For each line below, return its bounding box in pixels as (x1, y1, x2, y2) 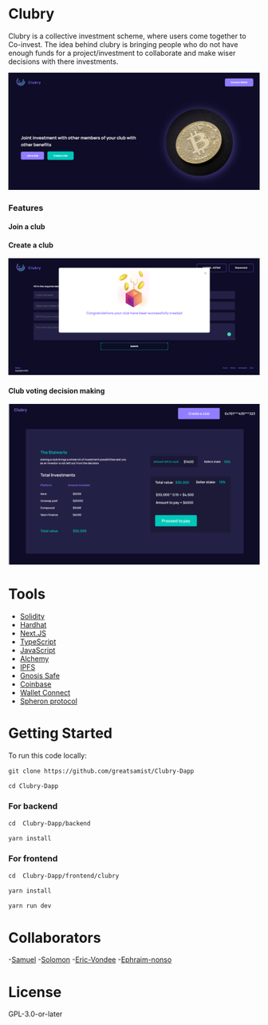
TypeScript (19, 636, 57, 647)
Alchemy (19, 654, 49, 663)
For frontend (8, 853, 58, 865)
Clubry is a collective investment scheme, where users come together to (8, 31, 246, 41)
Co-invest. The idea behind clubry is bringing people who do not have (8, 39, 238, 49)
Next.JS (19, 628, 46, 638)
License (8, 983, 62, 1001)
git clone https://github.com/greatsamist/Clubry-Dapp (8, 767, 195, 775)
